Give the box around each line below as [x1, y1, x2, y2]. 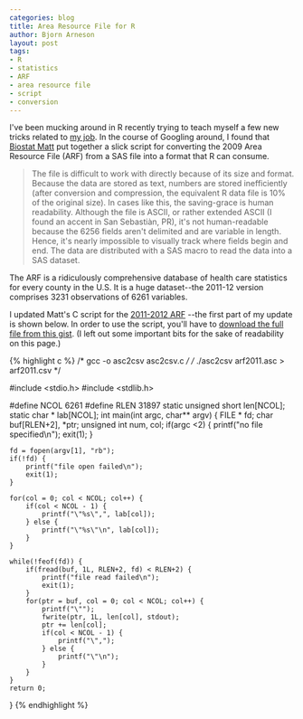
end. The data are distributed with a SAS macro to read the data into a [31, 245, 292, 256]
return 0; [9, 684, 47, 693]
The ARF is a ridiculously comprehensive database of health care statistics [9, 272, 288, 283]
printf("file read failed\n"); [42, 573, 160, 582]
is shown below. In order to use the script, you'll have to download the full [9, 318, 284, 330]
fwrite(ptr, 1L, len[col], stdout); [42, 612, 180, 622]
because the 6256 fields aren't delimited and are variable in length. [31, 226, 282, 237]
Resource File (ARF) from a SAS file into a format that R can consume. [9, 151, 270, 162]
